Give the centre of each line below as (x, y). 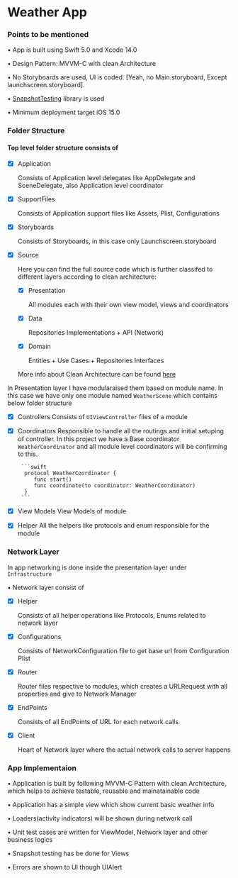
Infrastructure (30, 574)
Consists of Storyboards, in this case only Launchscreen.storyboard (117, 241)
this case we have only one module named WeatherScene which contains (113, 396)
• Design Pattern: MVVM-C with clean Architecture (82, 64)
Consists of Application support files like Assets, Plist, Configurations (118, 213)
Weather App (47, 12)
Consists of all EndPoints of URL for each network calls (98, 721)
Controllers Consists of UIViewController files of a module (102, 417)
